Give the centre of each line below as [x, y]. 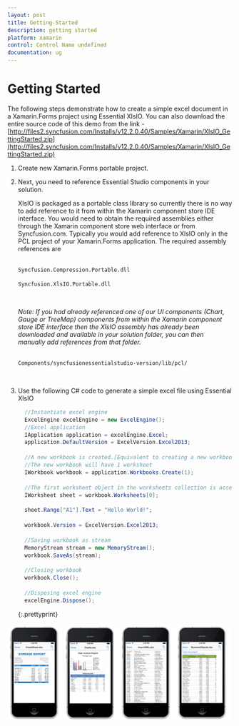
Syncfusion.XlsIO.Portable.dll [64, 284]
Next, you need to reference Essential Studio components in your [113, 181]
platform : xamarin [35, 38]
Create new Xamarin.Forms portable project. [83, 168]
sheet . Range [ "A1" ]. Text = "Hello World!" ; [88, 510]
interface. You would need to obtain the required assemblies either [116, 218]
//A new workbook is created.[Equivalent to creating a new [116, 458]
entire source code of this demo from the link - [76, 123]
